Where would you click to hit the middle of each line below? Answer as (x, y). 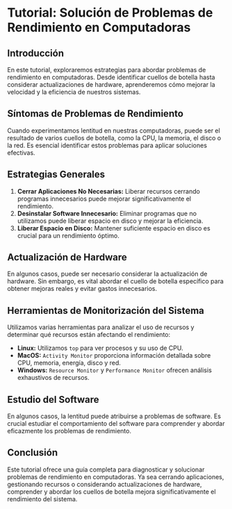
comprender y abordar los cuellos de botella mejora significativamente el (112, 492)
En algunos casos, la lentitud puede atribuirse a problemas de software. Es (114, 416)
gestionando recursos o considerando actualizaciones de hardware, (105, 484)
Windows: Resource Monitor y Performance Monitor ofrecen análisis (114, 370)
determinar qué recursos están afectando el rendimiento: (89, 335)
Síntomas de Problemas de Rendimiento (96, 114)
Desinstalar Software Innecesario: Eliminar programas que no (107, 213)
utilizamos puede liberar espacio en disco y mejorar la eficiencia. (110, 221)
